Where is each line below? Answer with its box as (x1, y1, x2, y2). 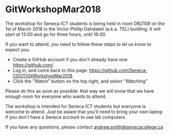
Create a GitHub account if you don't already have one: (12, 56, 129, 62)
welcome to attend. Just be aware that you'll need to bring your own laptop (5, 109, 163, 115)
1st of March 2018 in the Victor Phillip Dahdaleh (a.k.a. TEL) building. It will (5, 25, 161, 32)
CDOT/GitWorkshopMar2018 (12, 72, 73, 78)
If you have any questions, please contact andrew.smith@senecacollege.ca (5, 124, 163, 130)
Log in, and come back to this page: (12, 67, 88, 73)
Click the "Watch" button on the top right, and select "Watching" (12, 78, 148, 84)
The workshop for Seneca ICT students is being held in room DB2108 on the (5, 20, 165, 26)
